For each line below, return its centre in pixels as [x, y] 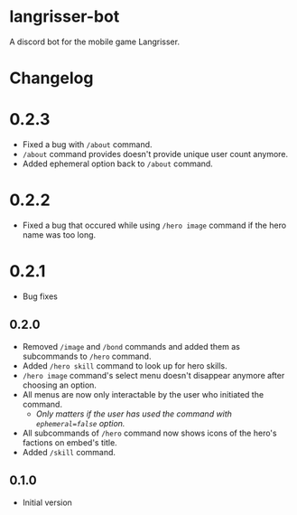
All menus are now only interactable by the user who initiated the [143, 394]
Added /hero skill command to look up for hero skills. [125, 365]
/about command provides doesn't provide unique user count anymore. [155, 154]
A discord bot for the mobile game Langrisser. [95, 42]
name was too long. [59, 235]
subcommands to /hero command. [87, 356]
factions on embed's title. [70, 442]
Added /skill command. [69, 452]
